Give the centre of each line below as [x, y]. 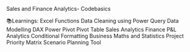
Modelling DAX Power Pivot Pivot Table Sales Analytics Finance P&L [91, 29]
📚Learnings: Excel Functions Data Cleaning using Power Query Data [93, 21]
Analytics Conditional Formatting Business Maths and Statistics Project [95, 36]
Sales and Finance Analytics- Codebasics [58, 9]
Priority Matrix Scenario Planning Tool [54, 42]
